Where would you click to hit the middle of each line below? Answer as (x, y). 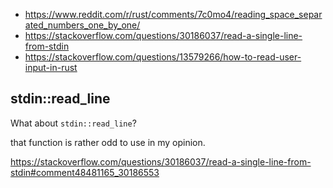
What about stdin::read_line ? (73, 123)
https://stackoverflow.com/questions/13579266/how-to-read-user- (163, 57)
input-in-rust (51, 67)
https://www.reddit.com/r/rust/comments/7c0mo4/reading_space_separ (173, 14)
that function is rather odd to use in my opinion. (108, 142)
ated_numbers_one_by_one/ (82, 25)
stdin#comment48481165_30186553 (85, 172)
